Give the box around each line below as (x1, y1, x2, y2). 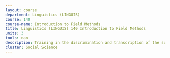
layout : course (5, 7, 37, 13)
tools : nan (5, 36, 28, 41)
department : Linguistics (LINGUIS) (5, 12, 80, 17)
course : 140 (5, 17, 30, 22)
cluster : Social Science (5, 45, 58, 50)
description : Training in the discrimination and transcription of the (5, 40, 159, 45)
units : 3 (5, 31, 24, 36)
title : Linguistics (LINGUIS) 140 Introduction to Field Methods (5, 26, 146, 31)
